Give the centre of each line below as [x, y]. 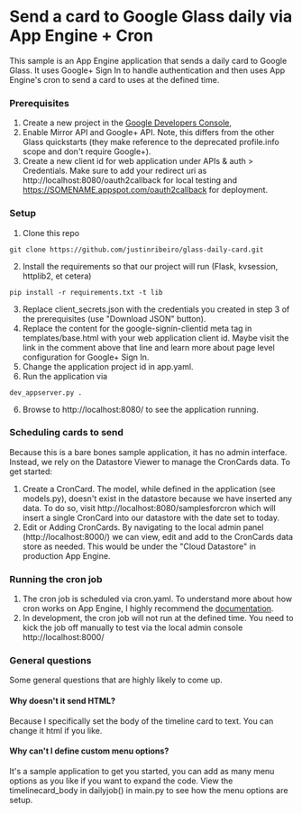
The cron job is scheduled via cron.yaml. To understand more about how [157, 599]
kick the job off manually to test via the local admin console [133, 627]
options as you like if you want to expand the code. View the [121, 781]
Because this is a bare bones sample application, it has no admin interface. [148, 452]
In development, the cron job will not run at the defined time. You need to [158, 618]
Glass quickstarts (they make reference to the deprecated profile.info [151, 142]
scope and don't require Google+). [87, 151]
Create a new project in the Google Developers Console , [127, 123]
